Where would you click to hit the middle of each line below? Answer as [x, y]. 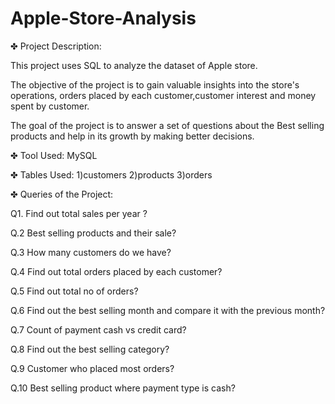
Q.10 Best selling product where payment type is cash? [123, 388]
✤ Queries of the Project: [62, 194]
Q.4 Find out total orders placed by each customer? [116, 271]
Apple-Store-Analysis [103, 18]
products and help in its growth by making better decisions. [132, 136]
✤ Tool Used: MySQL [54, 155]
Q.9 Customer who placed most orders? [92, 368]
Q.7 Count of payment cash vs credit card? [98, 329]
